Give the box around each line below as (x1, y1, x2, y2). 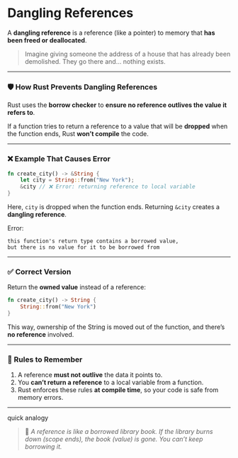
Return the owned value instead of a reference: (7, 283, 147, 291)
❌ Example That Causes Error (7, 154, 111, 164)
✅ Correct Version (7, 267, 72, 277)
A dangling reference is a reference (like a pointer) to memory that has (7, 28, 215, 37)
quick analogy (7, 413, 49, 423)
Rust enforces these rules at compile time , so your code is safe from (17, 386, 219, 394)
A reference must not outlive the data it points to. (17, 371, 163, 379)
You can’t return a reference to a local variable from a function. (17, 378, 204, 387)
